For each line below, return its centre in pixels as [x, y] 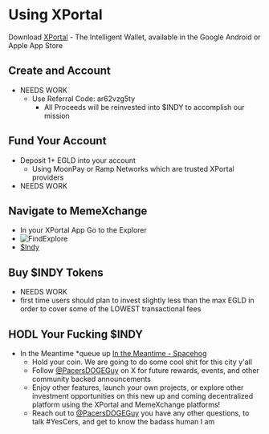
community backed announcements [91, 379]
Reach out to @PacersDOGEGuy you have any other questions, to [141, 413]
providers [48, 177]
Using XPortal [55, 15]
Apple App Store [36, 45]
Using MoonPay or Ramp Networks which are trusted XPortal [133, 168]
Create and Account [59, 71]
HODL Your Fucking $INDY [75, 334]
